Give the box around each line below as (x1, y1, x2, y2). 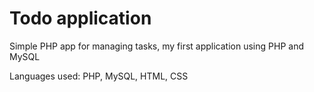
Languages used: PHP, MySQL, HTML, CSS (9, 70, 189, 82)
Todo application (9, 7, 152, 30)
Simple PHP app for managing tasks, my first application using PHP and (9, 40, 304, 52)
